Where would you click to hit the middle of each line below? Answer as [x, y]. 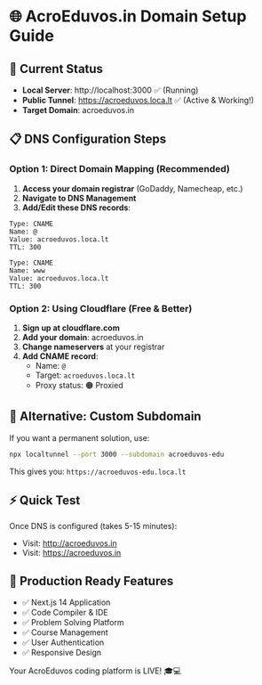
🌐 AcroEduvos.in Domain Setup [128, 16]
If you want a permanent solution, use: [79, 437]
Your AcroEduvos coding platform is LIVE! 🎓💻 [95, 671]
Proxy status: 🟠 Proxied [79, 385]
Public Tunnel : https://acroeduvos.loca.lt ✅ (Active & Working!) [138, 100]
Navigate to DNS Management [79, 198]
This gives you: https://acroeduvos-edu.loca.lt [98, 471]
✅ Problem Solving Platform [73, 623]
